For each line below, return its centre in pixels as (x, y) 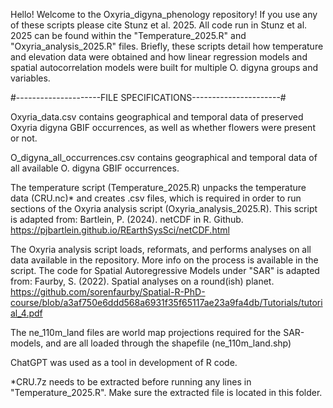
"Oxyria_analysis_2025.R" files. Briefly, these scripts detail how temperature (167, 46)
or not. (24, 138)
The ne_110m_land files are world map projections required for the (146, 332)
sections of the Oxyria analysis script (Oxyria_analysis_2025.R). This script (164, 208)
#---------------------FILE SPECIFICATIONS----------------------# (148, 97)
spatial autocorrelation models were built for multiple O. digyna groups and (164, 67)
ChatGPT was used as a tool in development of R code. (124, 362)
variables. (30, 78)
